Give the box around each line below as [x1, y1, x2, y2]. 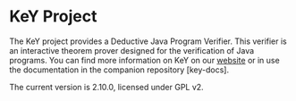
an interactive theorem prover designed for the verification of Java [9, 45, 255, 55]
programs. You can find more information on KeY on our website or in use [9, 55, 280, 65]
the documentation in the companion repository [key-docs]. [9, 64, 230, 75]
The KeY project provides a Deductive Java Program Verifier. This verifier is [9, 36, 288, 46]
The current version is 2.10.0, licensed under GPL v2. [9, 81, 204, 92]
